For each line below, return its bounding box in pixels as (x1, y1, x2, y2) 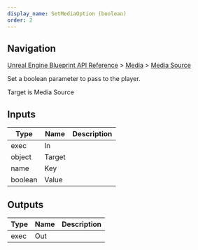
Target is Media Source (7, 88, 75, 96)
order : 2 (7, 17, 33, 24)
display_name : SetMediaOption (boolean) (7, 10, 127, 17)
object (10, 152, 31, 162)
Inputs (7, 108, 36, 120)
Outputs (7, 198, 44, 210)
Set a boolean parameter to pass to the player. (7, 75, 141, 83)
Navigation (7, 43, 56, 54)
